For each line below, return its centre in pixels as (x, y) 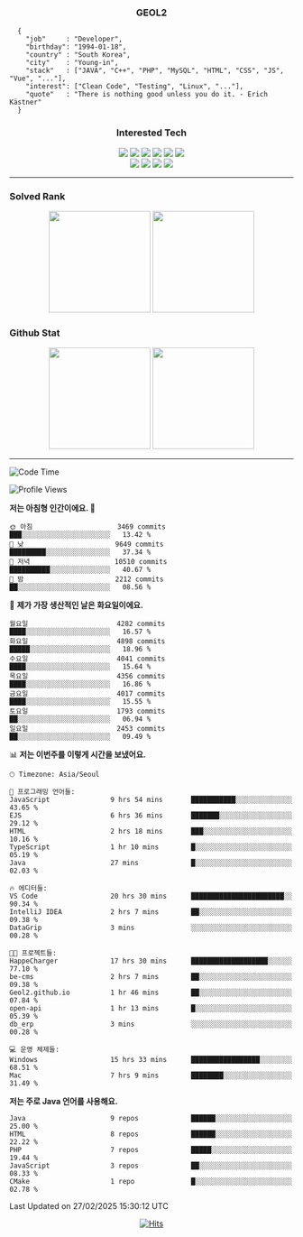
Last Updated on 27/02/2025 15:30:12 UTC (89, 1206)
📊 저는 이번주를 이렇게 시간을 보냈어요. (78, 754)
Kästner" (26, 102)
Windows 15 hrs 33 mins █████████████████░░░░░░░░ (151, 1060)
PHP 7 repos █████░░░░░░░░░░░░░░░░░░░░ (151, 1150)
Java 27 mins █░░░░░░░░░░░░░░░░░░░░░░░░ (151, 863)
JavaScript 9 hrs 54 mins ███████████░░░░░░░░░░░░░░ (151, 800)
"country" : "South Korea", (78, 55)
